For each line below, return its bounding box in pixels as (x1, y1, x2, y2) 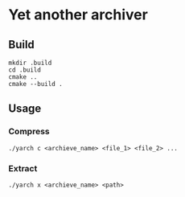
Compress (8, 126, 50, 137)
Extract (8, 162, 38, 174)
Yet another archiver (8, 6, 149, 24)
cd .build (8, 66, 42, 74)
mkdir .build (8, 59, 52, 67)
